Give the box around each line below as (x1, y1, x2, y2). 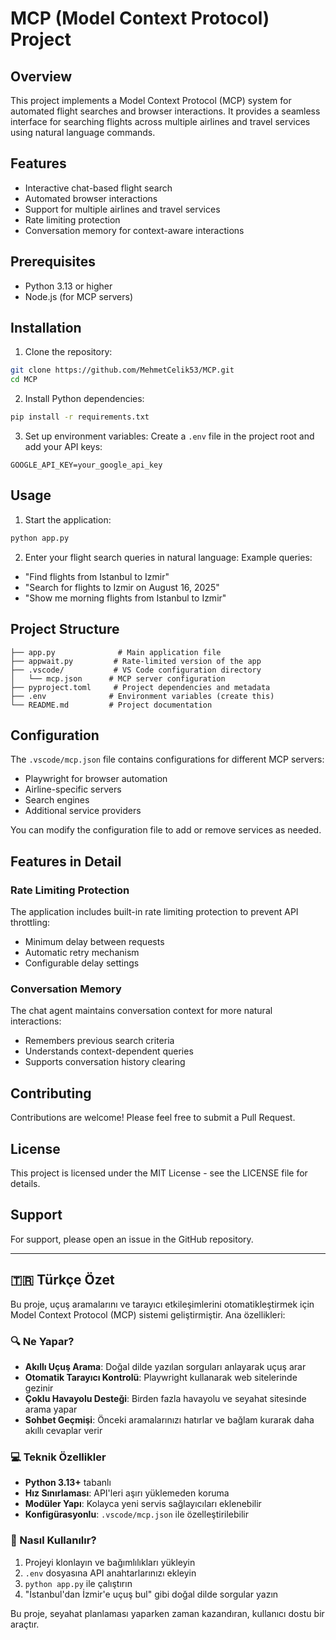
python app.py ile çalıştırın (24, 1577, 133, 1589)
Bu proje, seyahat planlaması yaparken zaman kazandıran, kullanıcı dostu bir (10, 1607, 325, 1619)
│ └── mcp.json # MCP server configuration (10, 673, 226, 684)
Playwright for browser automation (24, 773, 168, 785)
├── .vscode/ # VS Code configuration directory (10, 665, 262, 675)
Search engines (24, 794, 90, 806)
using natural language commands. (10, 127, 156, 138)
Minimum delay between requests (24, 936, 165, 948)
